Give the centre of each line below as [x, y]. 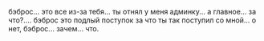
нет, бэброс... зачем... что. [54, 29]
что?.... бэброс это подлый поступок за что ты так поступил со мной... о [132, 20]
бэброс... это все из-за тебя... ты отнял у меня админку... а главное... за [132, 12]
